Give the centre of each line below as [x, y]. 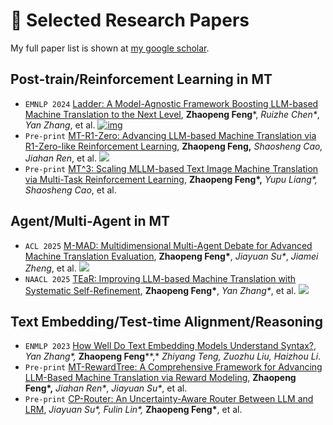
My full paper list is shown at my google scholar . [110, 48]
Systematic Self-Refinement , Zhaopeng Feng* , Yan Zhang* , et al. [160, 290]
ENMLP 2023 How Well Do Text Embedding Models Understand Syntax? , [170, 346]
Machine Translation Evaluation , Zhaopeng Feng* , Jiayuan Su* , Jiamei [171, 256]
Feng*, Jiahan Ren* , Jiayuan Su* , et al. [106, 388]
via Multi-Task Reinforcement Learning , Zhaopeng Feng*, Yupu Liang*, [171, 179]
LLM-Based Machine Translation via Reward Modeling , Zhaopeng [160, 378]
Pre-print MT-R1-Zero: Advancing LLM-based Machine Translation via [170, 135]
